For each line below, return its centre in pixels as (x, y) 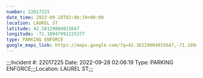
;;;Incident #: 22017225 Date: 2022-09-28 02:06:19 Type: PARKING (90, 62)
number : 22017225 (28, 12)
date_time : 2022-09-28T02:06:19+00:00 (55, 17)
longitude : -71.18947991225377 (46, 34)
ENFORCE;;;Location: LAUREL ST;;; (50, 68)
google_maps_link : (29, 46)
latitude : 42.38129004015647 (43, 28)
